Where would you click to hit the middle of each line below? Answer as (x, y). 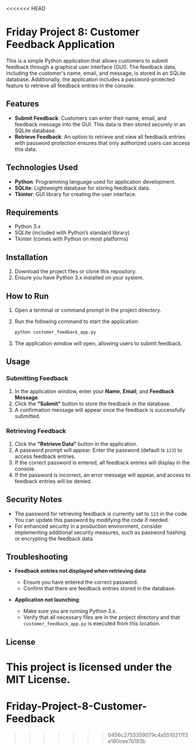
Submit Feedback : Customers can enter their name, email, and (90, 118)
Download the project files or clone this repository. (75, 271)
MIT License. (38, 680)
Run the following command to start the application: (77, 321)
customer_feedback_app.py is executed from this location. (92, 624)
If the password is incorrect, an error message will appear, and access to (102, 475)
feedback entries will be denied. (53, 481)
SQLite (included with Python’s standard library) (72, 233)
